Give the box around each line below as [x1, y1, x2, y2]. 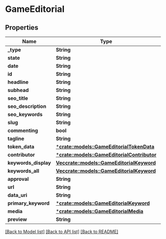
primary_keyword [7, 200, 50, 207]
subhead [7, 87, 29, 93]
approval [7, 175, 29, 182]
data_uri [7, 192, 28, 198]
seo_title [7, 95, 28, 101]
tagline [7, 135, 25, 142]
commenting [7, 127, 39, 134]
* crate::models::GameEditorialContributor [56, 152, 157, 158]
